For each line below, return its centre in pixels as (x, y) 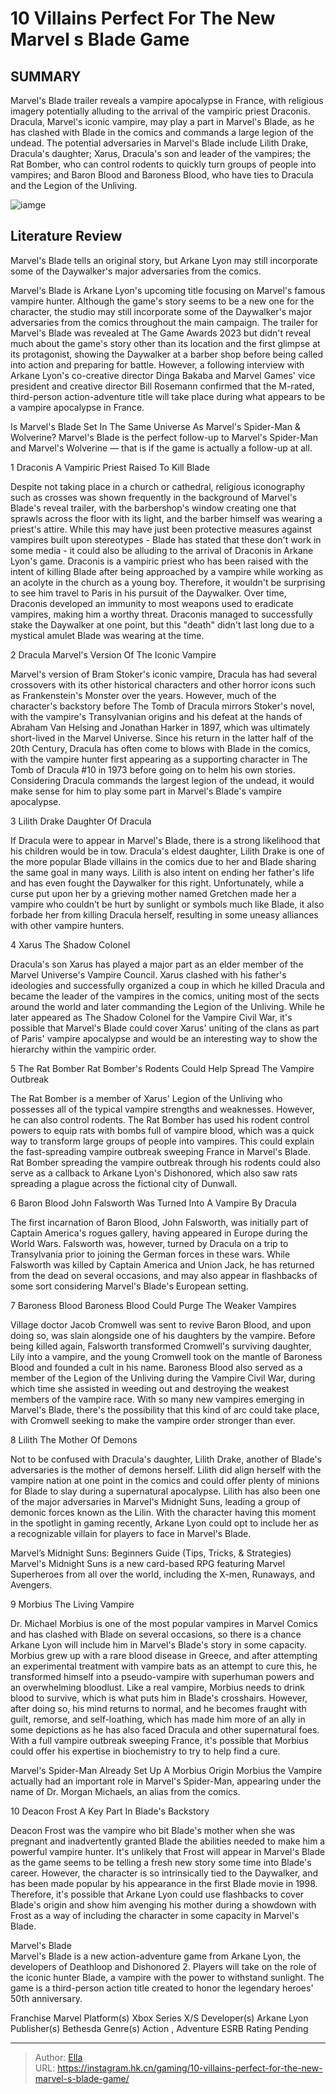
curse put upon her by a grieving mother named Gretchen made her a (153, 893)
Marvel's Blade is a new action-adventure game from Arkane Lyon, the (156, 1956)
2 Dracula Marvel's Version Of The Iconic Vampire (113, 654)
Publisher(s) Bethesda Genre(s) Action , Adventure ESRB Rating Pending (159, 2028)
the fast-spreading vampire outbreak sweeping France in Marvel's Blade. (160, 1151)
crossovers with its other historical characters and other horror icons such (163, 684)
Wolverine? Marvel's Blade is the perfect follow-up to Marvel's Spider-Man (164, 437)
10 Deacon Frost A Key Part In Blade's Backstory (110, 1811)
